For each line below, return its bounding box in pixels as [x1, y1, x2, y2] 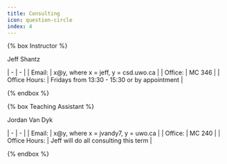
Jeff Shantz [7, 55, 40, 63]
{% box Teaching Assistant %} [7, 103, 95, 111]
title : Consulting [7, 10, 60, 17]
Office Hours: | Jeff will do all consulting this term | [7, 136, 152, 145]
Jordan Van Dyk [7, 116, 53, 124]
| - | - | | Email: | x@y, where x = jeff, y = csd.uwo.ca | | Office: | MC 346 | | [7, 68, 220, 76]
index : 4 [7, 23, 33, 30]
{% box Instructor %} [7, 42, 68, 50]
